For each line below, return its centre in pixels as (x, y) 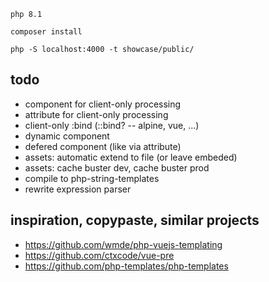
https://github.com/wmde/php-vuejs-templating (123, 244)
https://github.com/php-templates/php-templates (126, 266)
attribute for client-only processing (96, 114)
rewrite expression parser (78, 189)
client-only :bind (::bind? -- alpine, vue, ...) (112, 125)
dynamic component (67, 136)
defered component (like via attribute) (103, 146)
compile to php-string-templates (92, 178)
